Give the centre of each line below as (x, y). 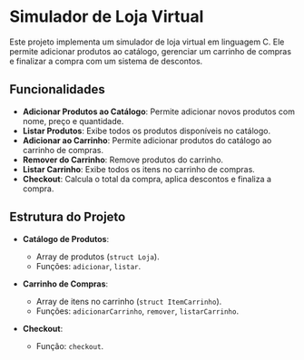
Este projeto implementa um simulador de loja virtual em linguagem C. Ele (147, 42)
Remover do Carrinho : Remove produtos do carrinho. (123, 160)
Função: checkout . (70, 345)
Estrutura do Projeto (68, 217)
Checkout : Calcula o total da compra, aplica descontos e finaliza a (147, 179)
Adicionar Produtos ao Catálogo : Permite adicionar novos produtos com (158, 112)
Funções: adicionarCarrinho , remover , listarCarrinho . (137, 311)
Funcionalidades (58, 89)
